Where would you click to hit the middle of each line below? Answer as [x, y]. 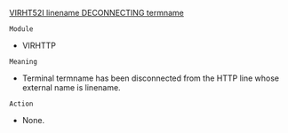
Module [21, 29]
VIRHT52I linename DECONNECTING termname [96, 13]
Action [21, 104]
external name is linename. [72, 87]
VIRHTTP [39, 45]
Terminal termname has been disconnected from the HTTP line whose [151, 78]
